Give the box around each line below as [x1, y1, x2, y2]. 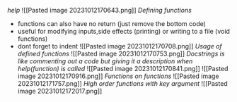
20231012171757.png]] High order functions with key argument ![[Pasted [17, 79, 228, 87]
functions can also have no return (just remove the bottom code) [17, 20, 207, 27]
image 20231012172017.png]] [17, 87, 103, 95]
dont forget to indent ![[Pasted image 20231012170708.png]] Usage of [17, 42, 223, 50]
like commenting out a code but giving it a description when [17, 57, 193, 65]
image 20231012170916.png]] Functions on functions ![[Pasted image [17, 72, 219, 80]
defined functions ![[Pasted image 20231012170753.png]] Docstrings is [17, 49, 225, 58]
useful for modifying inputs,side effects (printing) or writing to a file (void [17, 27, 230, 35]
